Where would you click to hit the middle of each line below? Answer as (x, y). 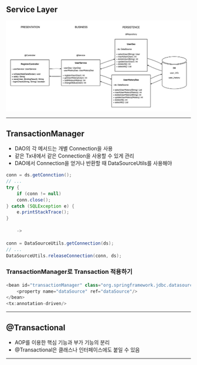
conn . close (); (34, 200)
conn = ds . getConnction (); (39, 175)
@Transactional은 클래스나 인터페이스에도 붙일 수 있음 (77, 350)
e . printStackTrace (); (43, 212)
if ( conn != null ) (39, 193)
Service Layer (32, 10)
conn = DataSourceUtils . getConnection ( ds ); (60, 243)
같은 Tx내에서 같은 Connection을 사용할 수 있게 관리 (74, 156)
